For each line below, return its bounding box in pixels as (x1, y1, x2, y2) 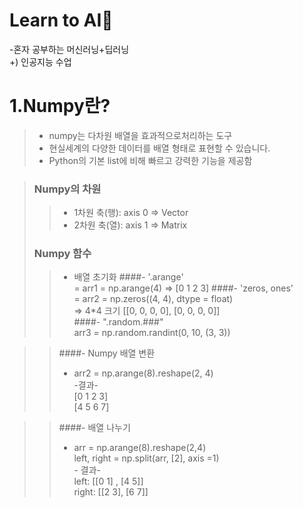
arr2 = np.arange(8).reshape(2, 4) (73, 367, 214, 379)
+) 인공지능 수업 (9, 55, 72, 68)
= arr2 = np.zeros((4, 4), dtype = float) (73, 293, 234, 305)
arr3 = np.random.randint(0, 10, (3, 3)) (73, 327, 231, 339)
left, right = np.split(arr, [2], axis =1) (73, 452, 220, 464)
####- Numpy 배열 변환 (58, 347, 156, 359)
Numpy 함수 (33, 247, 92, 261)
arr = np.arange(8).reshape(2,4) (73, 442, 207, 454)
